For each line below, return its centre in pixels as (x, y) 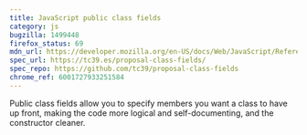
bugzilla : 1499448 (44, 35)
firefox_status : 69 (47, 43)
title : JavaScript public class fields (85, 18)
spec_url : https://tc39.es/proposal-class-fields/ (108, 60)
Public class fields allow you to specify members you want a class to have (148, 103)
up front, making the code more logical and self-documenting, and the (142, 113)
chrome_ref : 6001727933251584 (67, 78)
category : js (34, 26)
